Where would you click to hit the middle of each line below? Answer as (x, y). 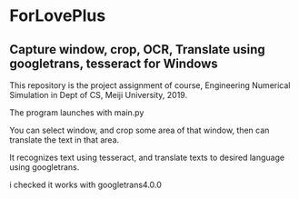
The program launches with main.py (77, 113)
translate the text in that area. (65, 140)
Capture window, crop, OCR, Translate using (137, 50)
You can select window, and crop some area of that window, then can (140, 130)
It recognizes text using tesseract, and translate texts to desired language (147, 157)
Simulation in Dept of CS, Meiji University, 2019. (99, 95)
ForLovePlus (58, 16)
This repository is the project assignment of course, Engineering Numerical (150, 85)
